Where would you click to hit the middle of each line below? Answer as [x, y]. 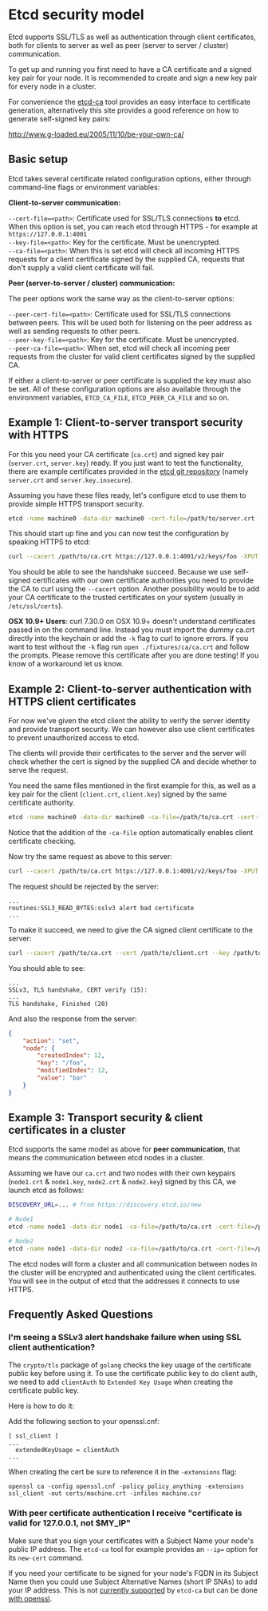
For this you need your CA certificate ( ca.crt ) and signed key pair [116, 454]
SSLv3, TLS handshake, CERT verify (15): [78, 990]
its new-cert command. [46, 1557]
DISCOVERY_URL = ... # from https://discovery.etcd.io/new [105, 1205]
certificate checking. [42, 841]
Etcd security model [77, 15]
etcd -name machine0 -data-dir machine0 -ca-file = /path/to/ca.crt [121, 817]
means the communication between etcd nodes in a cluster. [106, 1158]
